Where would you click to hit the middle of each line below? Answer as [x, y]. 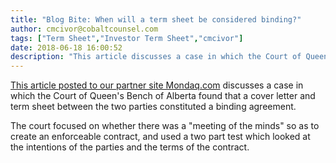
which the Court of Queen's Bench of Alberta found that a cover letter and [163, 96]
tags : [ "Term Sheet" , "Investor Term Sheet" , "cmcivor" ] [127, 38]
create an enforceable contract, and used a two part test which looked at [160, 137]
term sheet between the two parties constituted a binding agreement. [153, 107]
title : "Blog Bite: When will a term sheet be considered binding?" [156, 19]
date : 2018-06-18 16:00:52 [66, 47]
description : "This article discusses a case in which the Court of [156, 57]
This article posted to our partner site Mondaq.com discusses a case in [157, 85]
